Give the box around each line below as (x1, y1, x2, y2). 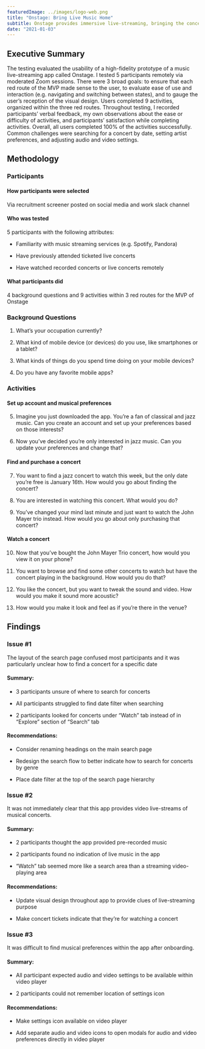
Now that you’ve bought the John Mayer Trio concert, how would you (15, 549, 190, 556)
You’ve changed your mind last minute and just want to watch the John (15, 508, 194, 516)
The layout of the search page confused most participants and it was (7, 654, 180, 661)
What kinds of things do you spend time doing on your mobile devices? (15, 357, 194, 365)
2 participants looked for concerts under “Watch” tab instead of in (15, 711, 181, 719)
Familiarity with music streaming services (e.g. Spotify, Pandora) (15, 240, 178, 247)
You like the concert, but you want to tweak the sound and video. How (15, 586, 192, 593)
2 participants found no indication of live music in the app (15, 851, 161, 858)
